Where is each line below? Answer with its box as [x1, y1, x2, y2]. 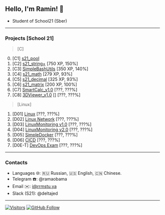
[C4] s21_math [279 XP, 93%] [12, 71, 73, 77]
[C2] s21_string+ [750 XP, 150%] [12, 61, 79, 67]
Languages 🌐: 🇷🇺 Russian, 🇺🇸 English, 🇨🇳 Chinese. [12, 170, 122, 176]
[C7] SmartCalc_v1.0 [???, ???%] [12, 87, 78, 93]
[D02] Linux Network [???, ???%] [12, 116, 79, 122]
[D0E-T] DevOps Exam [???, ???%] [12, 142, 82, 148]
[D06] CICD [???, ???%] [12, 137, 60, 143]
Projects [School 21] [5, 35, 54, 42]
